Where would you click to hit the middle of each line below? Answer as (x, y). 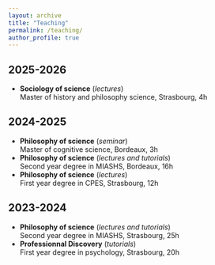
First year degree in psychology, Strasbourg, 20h (100, 252)
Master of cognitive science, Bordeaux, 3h (89, 149)
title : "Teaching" (38, 23)
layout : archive (35, 15)
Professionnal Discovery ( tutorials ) (78, 244)
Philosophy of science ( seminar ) (74, 141)
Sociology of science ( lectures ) (72, 89)
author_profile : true (44, 38)
